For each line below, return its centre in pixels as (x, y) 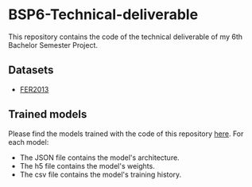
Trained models (48, 114)
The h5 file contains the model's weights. (87, 166)
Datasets (31, 70)
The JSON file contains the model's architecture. (100, 158)
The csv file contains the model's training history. (101, 174)
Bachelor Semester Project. (53, 45)
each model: (29, 142)
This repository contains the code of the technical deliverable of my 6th (126, 37)
